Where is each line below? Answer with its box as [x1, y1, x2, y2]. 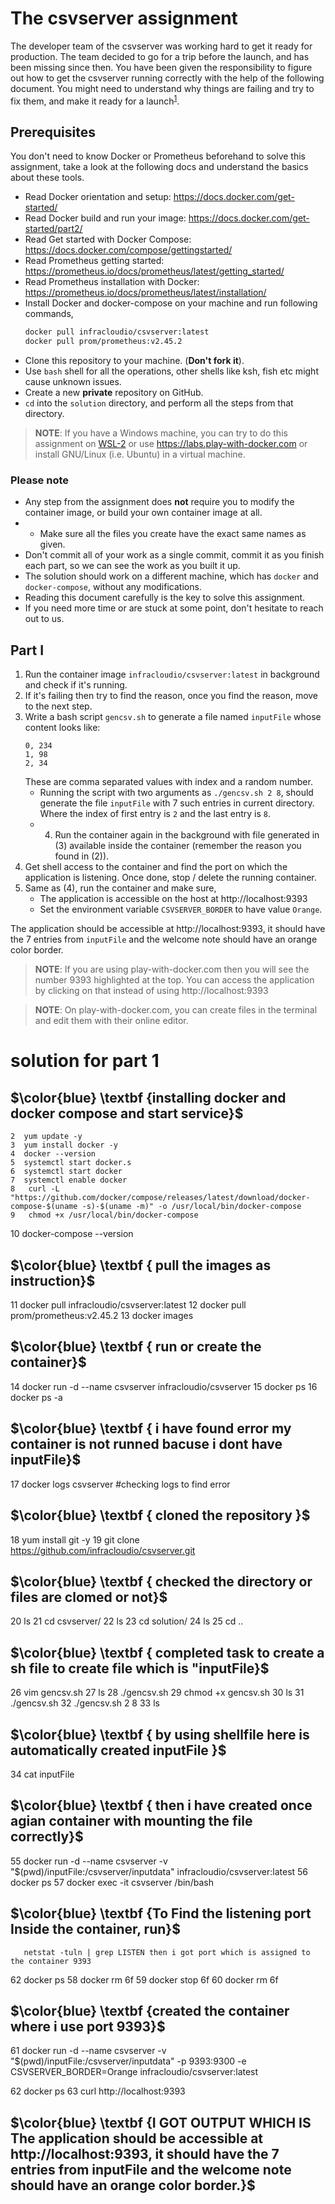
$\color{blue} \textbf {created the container [10, 2002, 290, 2019]
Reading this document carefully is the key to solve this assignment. [24, 592, 306, 604]
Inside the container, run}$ [10, 1921, 181, 1938]
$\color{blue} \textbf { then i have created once [10, 1797, 313, 1814]
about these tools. [10, 172, 85, 184]
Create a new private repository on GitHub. [24, 387, 204, 399]
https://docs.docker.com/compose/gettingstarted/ [24, 244, 233, 256]
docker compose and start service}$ [10, 1105, 244, 1122]
